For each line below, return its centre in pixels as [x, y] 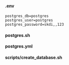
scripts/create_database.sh [34, 57]
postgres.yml [19, 46]
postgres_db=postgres [27, 16]
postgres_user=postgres [29, 20]
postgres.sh [17, 35]
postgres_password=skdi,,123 [34, 25]
